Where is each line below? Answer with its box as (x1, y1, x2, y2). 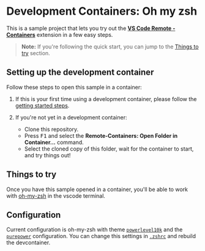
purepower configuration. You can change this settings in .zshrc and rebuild (6, 233, 196, 240)
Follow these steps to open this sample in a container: (6, 83, 142, 91)
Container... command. (24, 138, 84, 146)
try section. (21, 49, 50, 56)
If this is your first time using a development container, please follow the (15, 95, 197, 102)
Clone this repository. (24, 125, 79, 133)
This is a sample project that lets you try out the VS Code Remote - (6, 24, 176, 32)
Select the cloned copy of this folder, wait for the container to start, (24, 145, 194, 152)
